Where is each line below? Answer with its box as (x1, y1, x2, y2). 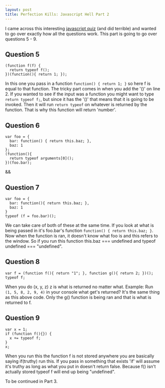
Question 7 (5, 183, 40, 192)
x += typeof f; (9, 336, 41, 341)
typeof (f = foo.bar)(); (5, 214, 56, 218)
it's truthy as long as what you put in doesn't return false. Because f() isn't (5, 363, 156, 369)
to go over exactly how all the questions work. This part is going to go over (5, 31, 157, 37)
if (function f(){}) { (5, 331, 52, 336)
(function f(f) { (5, 63, 41, 68)
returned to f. (5, 300, 32, 305)
